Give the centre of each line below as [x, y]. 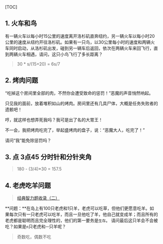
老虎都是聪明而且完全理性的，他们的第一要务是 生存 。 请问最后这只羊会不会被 [81, 221]
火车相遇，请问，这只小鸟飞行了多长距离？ [60, 54]
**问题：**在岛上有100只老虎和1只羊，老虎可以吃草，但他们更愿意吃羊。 [78, 209]
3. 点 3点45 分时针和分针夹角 [49, 157]
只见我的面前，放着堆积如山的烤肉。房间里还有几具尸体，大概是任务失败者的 [81, 103]
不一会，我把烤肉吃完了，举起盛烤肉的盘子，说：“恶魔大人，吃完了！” [75, 130]
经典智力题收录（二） [38, 198]
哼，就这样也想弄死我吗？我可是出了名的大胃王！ [54, 120]
